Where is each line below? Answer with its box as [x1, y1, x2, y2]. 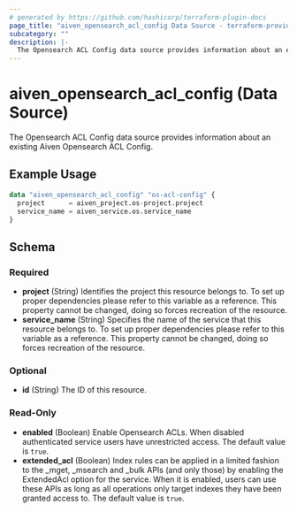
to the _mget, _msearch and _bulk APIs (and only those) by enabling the [21, 464, 284, 475]
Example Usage [9, 167, 97, 182]
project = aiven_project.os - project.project [17, 198, 203, 208]
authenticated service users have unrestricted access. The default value [21, 436, 286, 447]
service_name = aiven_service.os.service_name [17, 207, 192, 216]
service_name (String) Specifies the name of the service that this [21, 315, 262, 325]
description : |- [9, 37, 69, 47]
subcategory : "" [9, 29, 69, 38]
